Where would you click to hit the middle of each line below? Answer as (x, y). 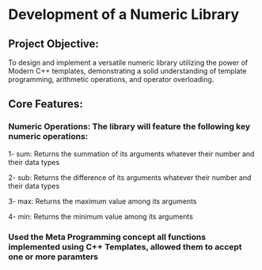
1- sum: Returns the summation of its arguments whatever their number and (131, 154)
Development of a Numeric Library (124, 15)
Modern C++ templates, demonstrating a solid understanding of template (127, 71)
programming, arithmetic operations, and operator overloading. (111, 79)
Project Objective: (53, 44)
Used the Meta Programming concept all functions (107, 237)
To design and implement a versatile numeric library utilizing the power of (128, 62)
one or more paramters (53, 257)
